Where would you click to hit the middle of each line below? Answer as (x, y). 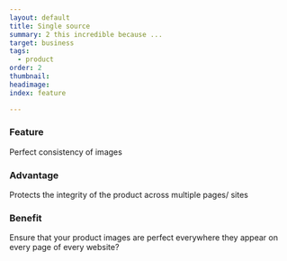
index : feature (38, 93)
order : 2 (26, 68)
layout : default (40, 18)
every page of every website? (64, 247)
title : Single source (50, 26)
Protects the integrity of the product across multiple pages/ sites (129, 195)
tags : (19, 51)
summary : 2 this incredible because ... (86, 34)
